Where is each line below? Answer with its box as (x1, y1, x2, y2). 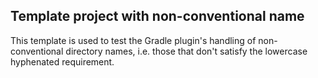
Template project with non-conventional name (10, 8, 305, 25)
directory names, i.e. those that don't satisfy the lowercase (65, 45, 308, 57)
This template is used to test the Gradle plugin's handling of (10, 34, 257, 46)
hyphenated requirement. (10, 55, 115, 68)
